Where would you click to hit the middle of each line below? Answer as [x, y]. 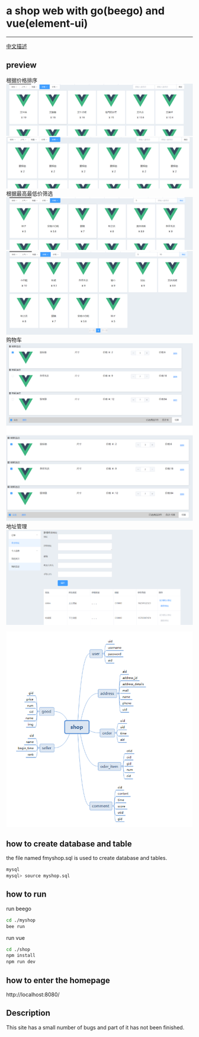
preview [21, 65]
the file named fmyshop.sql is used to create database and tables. [87, 858]
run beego [19, 908]
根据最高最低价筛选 [30, 194]
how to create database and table [69, 844]
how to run [26, 895]
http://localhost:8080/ [33, 995]
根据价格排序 [22, 80]
